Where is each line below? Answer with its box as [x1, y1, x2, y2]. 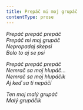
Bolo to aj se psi [6, 49, 45, 56]
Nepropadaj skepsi [6, 42, 52, 50]
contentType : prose [6, 14, 54, 20]
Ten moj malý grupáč [6, 91, 58, 98]
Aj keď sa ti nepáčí [6, 79, 52, 86]
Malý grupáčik [6, 96, 42, 104]
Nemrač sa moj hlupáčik [6, 73, 66, 80]
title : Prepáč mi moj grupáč [6, 8, 78, 15]
